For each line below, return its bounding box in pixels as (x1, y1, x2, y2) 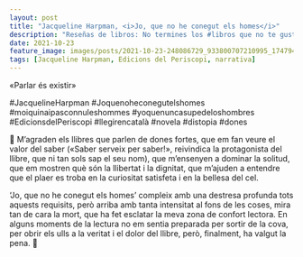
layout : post (9, 13, 59, 23)
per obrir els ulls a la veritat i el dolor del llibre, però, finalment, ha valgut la (9, 228, 287, 239)
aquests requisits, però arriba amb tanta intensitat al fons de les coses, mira (9, 199, 291, 210)
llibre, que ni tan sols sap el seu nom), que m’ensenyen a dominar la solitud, (9, 153, 290, 163)
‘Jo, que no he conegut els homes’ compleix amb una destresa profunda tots (9, 190, 294, 200)
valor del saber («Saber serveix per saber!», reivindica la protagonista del (9, 143, 282, 154)
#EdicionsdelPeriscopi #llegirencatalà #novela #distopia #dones (9, 116, 248, 127)
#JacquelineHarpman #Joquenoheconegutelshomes (9, 97, 206, 108)
